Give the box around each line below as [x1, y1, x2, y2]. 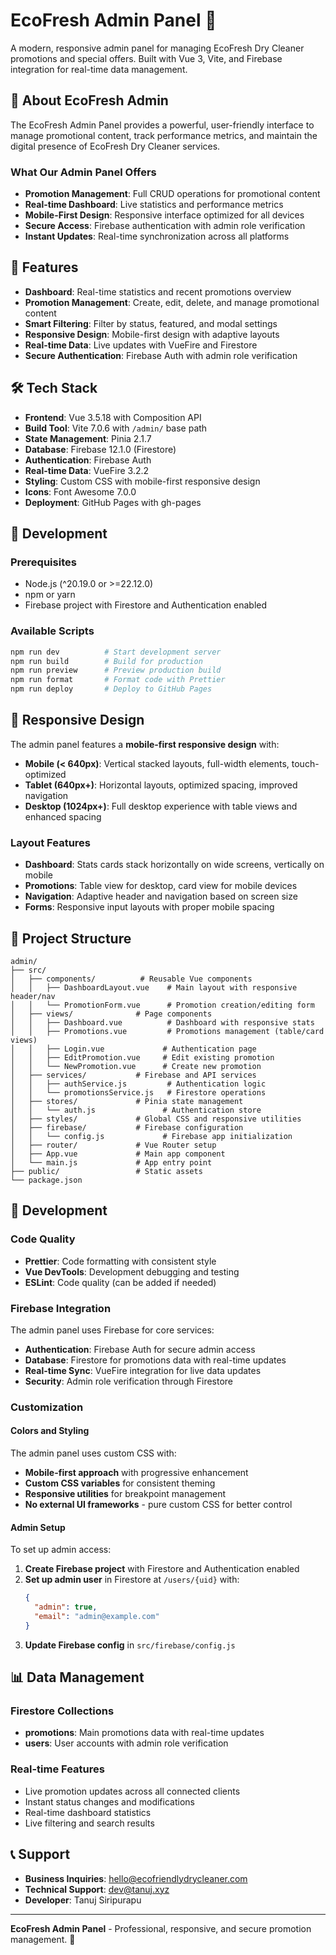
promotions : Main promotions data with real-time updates [24, 1727, 265, 1739]
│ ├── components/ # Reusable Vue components [10, 974, 253, 984]
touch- [291, 757, 320, 769]
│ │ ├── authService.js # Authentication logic [10, 1079, 267, 1089]
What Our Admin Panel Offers [10, 165, 157, 179]
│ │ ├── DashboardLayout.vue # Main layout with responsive [10, 982, 298, 993]
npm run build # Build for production [10, 656, 203, 666]
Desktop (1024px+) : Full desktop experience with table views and [24, 800, 298, 812]
